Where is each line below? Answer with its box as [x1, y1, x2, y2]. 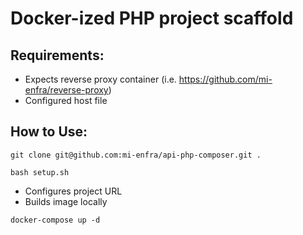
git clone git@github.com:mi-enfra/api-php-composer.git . [10, 150, 262, 160]
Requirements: [10, 47, 105, 64]
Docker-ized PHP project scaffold [10, 7, 294, 30]
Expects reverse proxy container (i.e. [24, 73, 177, 85]
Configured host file [24, 95, 108, 106]
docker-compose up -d [10, 215, 101, 225]
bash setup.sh [10, 167, 70, 177]
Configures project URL [24, 185, 123, 197]
